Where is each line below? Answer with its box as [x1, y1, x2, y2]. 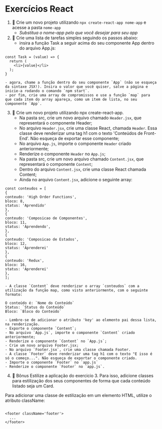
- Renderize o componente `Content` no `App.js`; [5, 338, 107, 344]
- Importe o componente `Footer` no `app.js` [5, 360, 98, 365]
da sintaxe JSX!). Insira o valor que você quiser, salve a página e [5, 84, 148, 89]
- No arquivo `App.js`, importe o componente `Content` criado [5, 330, 135, 335]
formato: [5, 292, 23, 297]
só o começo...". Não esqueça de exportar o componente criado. [5, 355, 137, 361]
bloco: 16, [5, 262, 27, 267]
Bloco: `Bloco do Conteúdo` [5, 309, 62, 314]
